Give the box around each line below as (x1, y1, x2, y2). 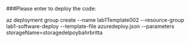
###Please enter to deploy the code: (6, 5, 97, 12)
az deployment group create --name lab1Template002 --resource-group (6, 17, 184, 23)
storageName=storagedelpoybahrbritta (6, 29, 103, 36)
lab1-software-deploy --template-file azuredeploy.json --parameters (6, 23, 174, 30)
